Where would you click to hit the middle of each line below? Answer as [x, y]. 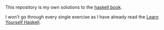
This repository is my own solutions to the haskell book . [64, 7]
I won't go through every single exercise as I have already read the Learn [82, 17]
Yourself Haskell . [23, 22]
